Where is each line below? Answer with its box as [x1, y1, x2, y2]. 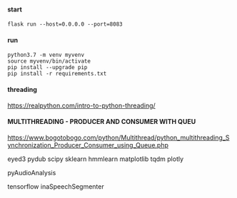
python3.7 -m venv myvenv [7, 51, 84, 59]
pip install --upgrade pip [7, 64, 88, 71]
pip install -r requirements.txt [7, 71, 107, 78]
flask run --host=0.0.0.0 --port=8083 [7, 21, 123, 28]
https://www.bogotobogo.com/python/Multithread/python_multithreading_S [7, 133, 230, 142]
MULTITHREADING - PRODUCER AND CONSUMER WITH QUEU [7, 118, 196, 126]
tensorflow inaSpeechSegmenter [7, 182, 105, 191]
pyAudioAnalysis [7, 168, 56, 177]
